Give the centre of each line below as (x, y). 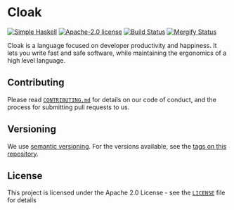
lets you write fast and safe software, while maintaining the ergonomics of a (117, 53)
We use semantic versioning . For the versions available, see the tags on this (117, 146)
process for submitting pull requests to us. (69, 107)
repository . (23, 154)
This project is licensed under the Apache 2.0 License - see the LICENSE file (116, 193)
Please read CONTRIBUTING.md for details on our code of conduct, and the (112, 99)
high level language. (36, 60)
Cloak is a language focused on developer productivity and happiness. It (112, 45)
